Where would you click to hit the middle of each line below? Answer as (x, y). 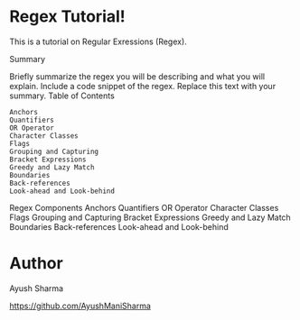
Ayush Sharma (37, 288)
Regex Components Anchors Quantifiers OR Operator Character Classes (144, 207)
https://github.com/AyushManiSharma (80, 306)
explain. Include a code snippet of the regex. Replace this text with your (143, 86)
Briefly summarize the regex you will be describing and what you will (137, 76)
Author (36, 264)
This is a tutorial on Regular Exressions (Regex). (98, 41)
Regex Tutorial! (68, 17)
